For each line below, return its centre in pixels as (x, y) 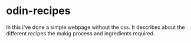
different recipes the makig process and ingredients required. (80, 33)
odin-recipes (38, 11)
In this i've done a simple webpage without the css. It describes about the (95, 27)
